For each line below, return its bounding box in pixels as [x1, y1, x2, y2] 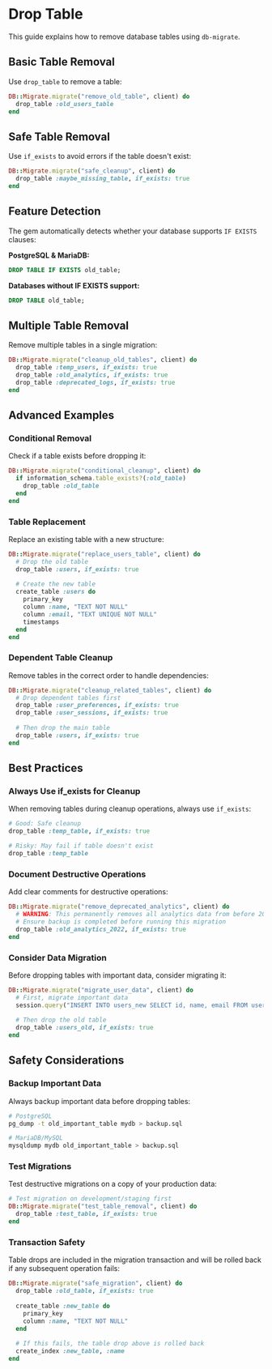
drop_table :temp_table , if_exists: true [8, 827, 151, 835]
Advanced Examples [8, 408, 115, 422]
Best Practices [8, 761, 83, 775]
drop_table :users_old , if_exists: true [15, 1024, 154, 1032]
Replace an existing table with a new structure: [8, 534, 164, 544]
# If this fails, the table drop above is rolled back [15, 1340, 205, 1348]
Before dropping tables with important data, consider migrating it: [8, 970, 227, 980]
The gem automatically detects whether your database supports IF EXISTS [8, 226, 257, 236]
